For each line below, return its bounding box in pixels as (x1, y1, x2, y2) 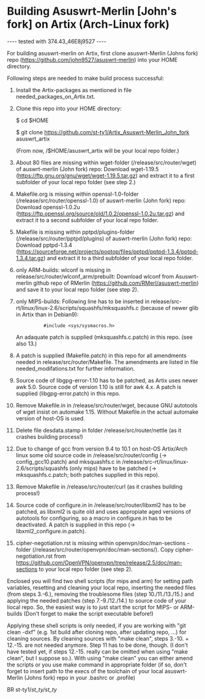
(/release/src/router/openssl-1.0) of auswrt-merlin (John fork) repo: (15, 196, 186, 204)
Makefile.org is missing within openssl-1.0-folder (15, 190, 139, 198)
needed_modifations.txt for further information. (15, 365, 135, 372)
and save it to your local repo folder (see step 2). (15, 285, 139, 293)
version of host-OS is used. (15, 414, 85, 422)
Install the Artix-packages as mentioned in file (15, 86, 132, 93)
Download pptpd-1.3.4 (15, 241, 73, 249)
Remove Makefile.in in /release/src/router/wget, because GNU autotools (15, 401, 198, 409)
